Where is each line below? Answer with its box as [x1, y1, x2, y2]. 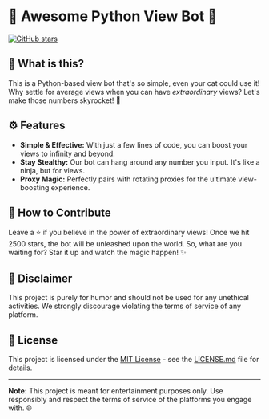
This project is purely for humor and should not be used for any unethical [8, 293, 250, 303]
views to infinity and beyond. [19, 148, 116, 158]
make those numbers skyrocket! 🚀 [8, 96, 122, 105]
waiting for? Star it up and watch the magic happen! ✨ [8, 248, 187, 258]
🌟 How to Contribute [8, 205, 112, 219]
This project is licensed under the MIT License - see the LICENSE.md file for [8, 355, 259, 364]
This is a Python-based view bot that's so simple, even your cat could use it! [8, 78, 260, 87]
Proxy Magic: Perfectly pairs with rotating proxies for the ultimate [19, 174, 237, 184]
